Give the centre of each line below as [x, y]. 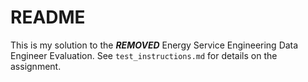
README [48, 17]
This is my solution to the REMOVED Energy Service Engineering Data [154, 45]
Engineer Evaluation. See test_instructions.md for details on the [144, 55]
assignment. [36, 66]
